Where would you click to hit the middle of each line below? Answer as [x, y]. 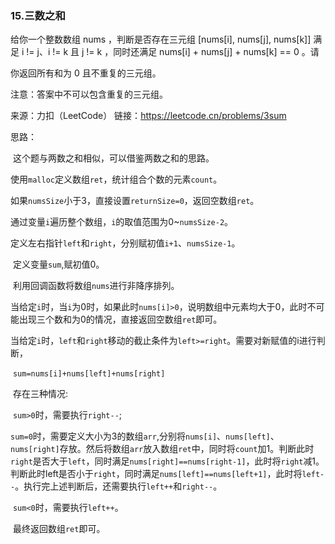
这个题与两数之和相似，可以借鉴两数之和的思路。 [113, 158]
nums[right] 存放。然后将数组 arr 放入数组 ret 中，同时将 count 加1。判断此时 [162, 449]
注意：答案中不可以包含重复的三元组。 [89, 94]
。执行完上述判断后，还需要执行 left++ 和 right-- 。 [118, 486]
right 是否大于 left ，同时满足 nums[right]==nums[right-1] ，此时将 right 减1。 [167, 461]
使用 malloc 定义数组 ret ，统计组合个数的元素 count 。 [116, 179]
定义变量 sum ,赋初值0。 [58, 264]
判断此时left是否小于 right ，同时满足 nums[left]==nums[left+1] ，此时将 [156, 474]
